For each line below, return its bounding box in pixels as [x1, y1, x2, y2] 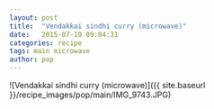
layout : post [9, 13, 58, 23]
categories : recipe [9, 38, 83, 48]
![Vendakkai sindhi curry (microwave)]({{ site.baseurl [9, 80, 206, 90]
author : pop [9, 55, 54, 64]
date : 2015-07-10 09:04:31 [9, 30, 119, 39]
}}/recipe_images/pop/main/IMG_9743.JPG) [9, 89, 172, 100]
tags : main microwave [9, 47, 91, 56]
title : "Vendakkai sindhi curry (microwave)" [9, 22, 187, 31]
